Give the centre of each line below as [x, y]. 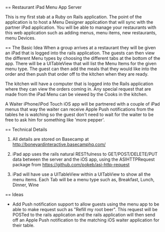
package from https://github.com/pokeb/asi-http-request [71, 165]
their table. [23, 225]
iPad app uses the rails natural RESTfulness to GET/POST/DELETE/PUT [85, 154]
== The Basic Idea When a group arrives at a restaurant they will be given [81, 48]
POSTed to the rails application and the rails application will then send [84, 215]
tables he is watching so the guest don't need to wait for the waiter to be [80, 115]
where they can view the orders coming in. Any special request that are [78, 89]
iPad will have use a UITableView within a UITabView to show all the [82, 174]
